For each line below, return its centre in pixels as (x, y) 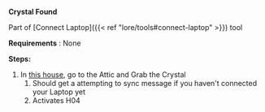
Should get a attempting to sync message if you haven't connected (145, 83)
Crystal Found (33, 12)
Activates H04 (56, 100)
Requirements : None (45, 43)
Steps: (20, 59)
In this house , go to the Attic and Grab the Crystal (103, 75)
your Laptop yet (59, 92)
